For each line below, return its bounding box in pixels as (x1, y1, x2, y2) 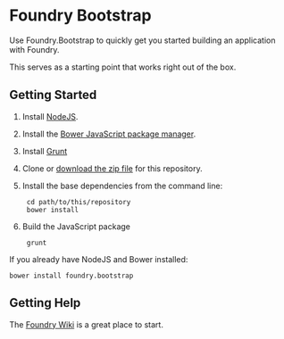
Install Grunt (21, 145, 68, 156)
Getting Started (9, 87, 97, 103)
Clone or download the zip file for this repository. (21, 162, 203, 174)
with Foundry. (9, 44, 60, 54)
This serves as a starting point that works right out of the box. (9, 62, 237, 72)
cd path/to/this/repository (26, 197, 131, 206)
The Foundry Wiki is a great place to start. (9, 318, 163, 330)
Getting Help (9, 295, 81, 310)
